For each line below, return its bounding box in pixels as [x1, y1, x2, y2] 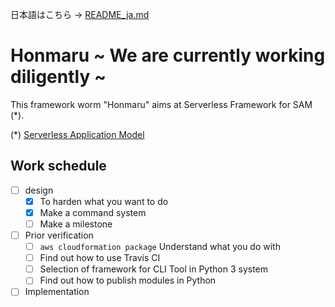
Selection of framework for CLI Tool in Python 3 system [39, 263, 269, 275]
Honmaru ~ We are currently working [10, 44, 326, 67]
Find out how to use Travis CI [39, 252, 161, 264]
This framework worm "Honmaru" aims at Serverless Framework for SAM [10, 98, 313, 110]
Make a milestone [39, 218, 113, 230]
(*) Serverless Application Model [10, 128, 145, 140]
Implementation [24, 286, 90, 298]
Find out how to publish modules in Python [39, 274, 217, 287]
